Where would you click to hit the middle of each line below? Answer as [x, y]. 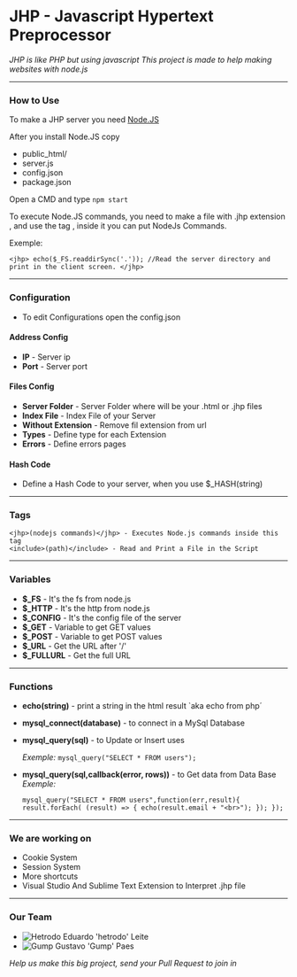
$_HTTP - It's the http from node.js [86, 608]
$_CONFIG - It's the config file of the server [102, 617]
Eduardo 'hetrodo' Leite [106, 936]
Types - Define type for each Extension [94, 434]
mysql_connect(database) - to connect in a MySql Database [133, 723]
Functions [31, 686]
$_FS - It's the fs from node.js [76, 599]
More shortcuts [50, 876]
